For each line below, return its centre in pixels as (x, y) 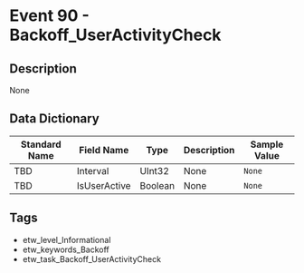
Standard (41, 144)
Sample (267, 144)
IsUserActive (104, 185)
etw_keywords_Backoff (66, 249)
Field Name (104, 150)
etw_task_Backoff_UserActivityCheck (91, 258)
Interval (93, 171)
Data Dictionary (54, 119)
